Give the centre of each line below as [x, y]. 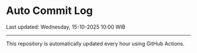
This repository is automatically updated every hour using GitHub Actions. [95, 43]
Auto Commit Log [50, 11]
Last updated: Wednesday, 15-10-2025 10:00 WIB [66, 27]
